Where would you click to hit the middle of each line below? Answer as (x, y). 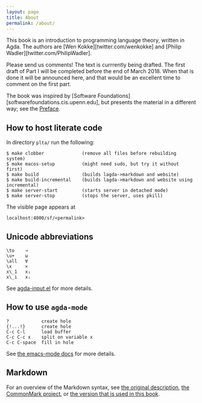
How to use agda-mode (47, 307)
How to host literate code (54, 128)
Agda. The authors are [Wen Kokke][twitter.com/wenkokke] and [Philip (94, 47)
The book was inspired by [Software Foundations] (68, 96)
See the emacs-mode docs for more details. (61, 353)
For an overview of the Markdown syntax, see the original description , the (98, 387)
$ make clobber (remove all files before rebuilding (91, 154)
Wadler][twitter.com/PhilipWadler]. (49, 53)
